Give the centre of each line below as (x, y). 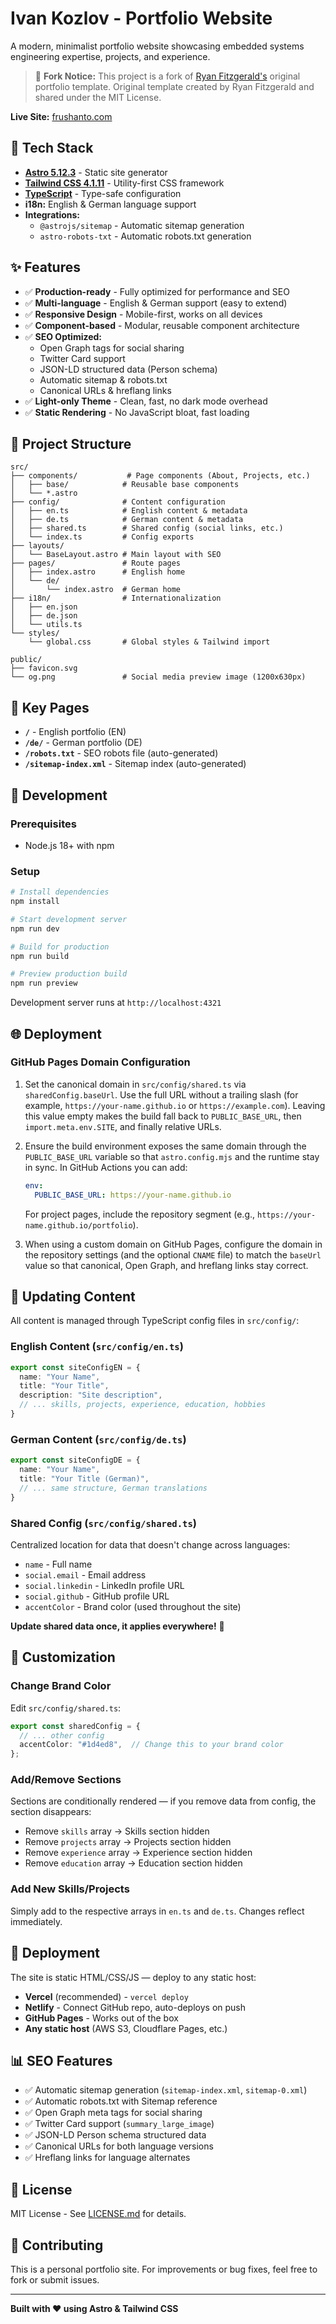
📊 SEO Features (61, 2060)
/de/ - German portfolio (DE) (83, 743)
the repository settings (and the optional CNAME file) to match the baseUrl (173, 1254)
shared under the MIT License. (98, 97)
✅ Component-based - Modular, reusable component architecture (162, 325)
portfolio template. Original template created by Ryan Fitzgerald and (174, 86)
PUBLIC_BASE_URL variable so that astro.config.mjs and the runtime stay (172, 1156)
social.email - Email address (85, 1574)
